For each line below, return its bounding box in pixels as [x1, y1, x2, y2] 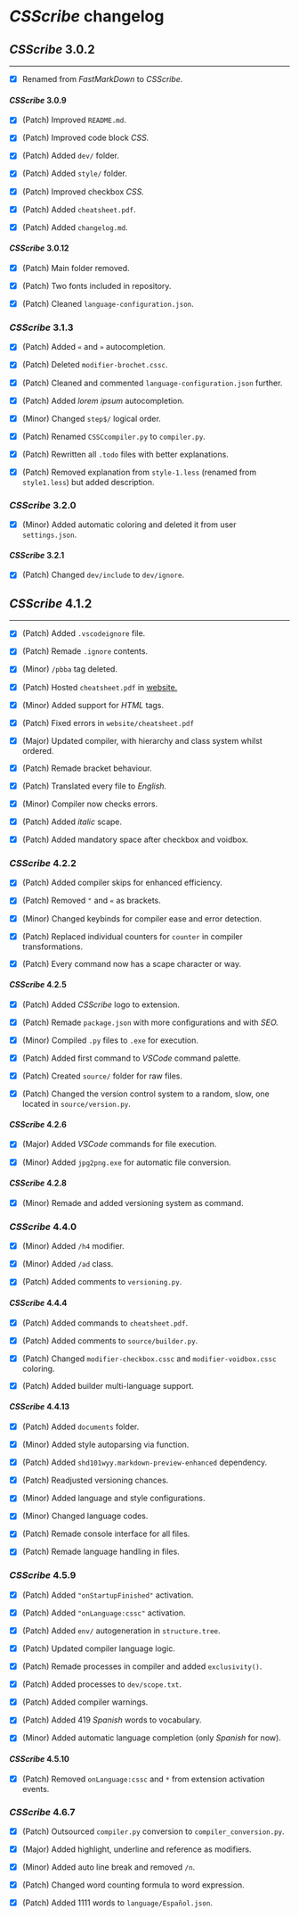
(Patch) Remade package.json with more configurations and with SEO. [21, 1017, 279, 1028]
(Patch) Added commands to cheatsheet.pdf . [21, 1318, 189, 1328]
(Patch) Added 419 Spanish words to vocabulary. [21, 1715, 202, 1725]
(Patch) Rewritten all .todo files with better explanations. [21, 449, 229, 459]
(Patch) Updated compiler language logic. [21, 1643, 176, 1654]
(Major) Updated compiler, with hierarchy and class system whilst [21, 735, 263, 746]
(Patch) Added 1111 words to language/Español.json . [21, 1897, 214, 1908]
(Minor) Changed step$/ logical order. [21, 413, 162, 424]
